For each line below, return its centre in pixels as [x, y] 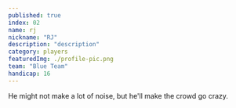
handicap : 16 [29, 74]
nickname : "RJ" [33, 37]
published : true [34, 15]
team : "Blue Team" [38, 67]
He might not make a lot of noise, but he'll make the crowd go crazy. [118, 95]
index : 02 [24, 23]
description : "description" [54, 45]
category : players [38, 52]
